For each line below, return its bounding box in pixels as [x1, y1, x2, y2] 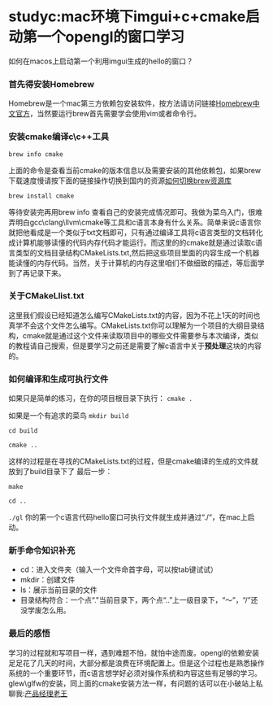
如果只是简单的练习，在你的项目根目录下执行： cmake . [8, 394, 193, 403]
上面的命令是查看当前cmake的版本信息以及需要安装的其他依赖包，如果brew [8, 165, 262, 175]
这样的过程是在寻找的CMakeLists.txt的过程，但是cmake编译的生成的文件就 [8, 456, 258, 466]
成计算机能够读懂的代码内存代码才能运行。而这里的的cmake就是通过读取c [8, 238, 256, 247]
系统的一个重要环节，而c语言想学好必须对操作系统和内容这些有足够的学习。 [8, 668, 262, 678]
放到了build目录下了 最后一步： [8, 467, 113, 477]
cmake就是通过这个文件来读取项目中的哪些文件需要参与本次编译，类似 [22, 330, 258, 340]
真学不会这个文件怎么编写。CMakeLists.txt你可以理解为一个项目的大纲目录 [8, 320, 258, 330]
